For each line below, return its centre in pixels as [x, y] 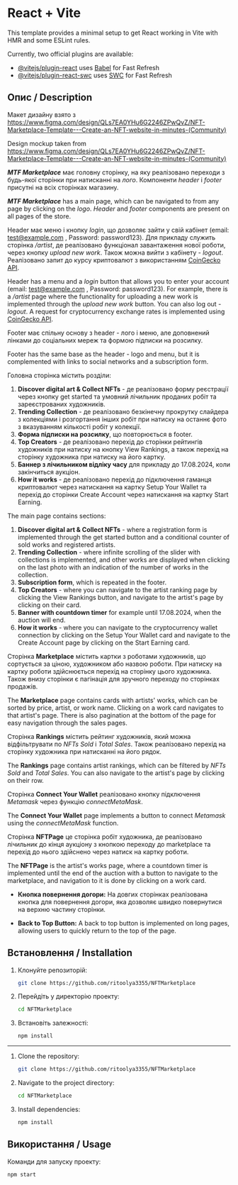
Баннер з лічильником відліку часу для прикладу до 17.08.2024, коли [124, 464]
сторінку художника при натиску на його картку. [91, 457]
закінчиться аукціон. [49, 472]
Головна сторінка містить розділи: [59, 375]
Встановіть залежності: [53, 1023]
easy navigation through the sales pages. [67, 723]
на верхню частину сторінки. [62, 909]
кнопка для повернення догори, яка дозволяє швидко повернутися [120, 901]
